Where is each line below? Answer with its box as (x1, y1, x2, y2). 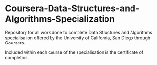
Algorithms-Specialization (5, 13, 115, 24)
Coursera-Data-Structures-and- (5, 3, 140, 14)
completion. (5, 54, 29, 60)
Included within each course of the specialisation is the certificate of (5, 49, 144, 55)
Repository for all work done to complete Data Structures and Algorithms (5, 29, 152, 35)
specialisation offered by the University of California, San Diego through (5, 35, 151, 41)
